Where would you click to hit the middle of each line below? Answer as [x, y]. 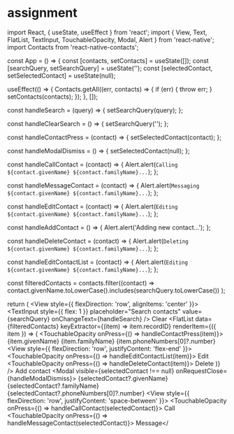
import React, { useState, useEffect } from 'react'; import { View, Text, [107, 32]
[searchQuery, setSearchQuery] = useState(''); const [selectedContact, [110, 68]
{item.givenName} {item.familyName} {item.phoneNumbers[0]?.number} [112, 341]
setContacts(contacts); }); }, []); [53, 97]
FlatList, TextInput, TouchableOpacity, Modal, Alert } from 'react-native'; [111, 39]
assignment [43, 13]
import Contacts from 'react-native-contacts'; [73, 47]
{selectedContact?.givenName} [123, 378]
